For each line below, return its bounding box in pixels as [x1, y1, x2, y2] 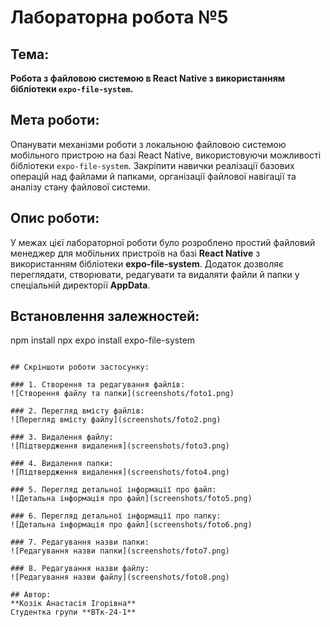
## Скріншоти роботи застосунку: [10, 362, 150, 373]
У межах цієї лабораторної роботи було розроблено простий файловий [10, 236, 316, 248]
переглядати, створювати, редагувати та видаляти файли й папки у [10, 268, 300, 280]
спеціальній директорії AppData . [10, 279, 151, 291]
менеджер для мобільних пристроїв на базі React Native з [10, 247, 261, 259]
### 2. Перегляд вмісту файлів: [10, 406, 145, 416]
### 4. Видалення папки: [10, 459, 114, 469]
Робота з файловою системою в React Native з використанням [10, 72, 286, 84]
